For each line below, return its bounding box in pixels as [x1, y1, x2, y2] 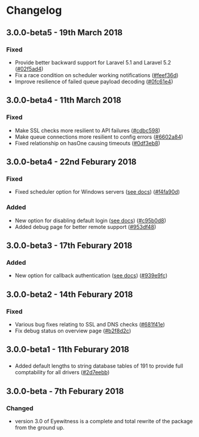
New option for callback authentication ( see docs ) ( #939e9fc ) [14, 272, 168, 279]
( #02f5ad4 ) [14, 65, 44, 72]
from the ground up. [14, 424, 65, 431]
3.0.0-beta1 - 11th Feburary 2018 [6, 344, 130, 355]
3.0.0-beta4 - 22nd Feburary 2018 [6, 157, 137, 167]
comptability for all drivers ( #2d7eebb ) [14, 369, 110, 376]
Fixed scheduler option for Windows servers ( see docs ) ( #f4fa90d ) [14, 188, 180, 195]
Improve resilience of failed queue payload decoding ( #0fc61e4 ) [14, 78, 173, 85]
